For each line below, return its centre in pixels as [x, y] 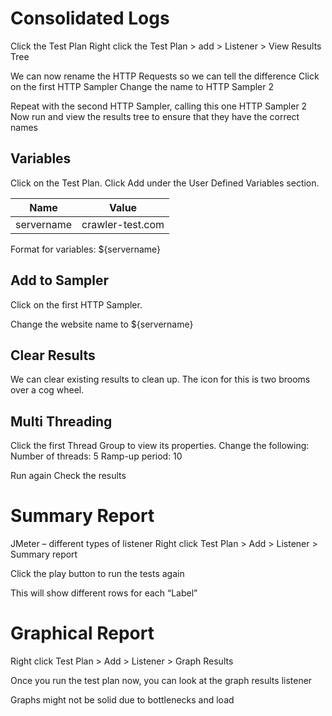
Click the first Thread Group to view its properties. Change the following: [160, 446]
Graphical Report [82, 633]
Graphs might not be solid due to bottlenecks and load [122, 700]
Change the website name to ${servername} [102, 324]
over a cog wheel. [47, 390]
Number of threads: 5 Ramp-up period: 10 [96, 456]
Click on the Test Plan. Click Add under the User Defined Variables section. [165, 183]
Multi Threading [61, 421]
